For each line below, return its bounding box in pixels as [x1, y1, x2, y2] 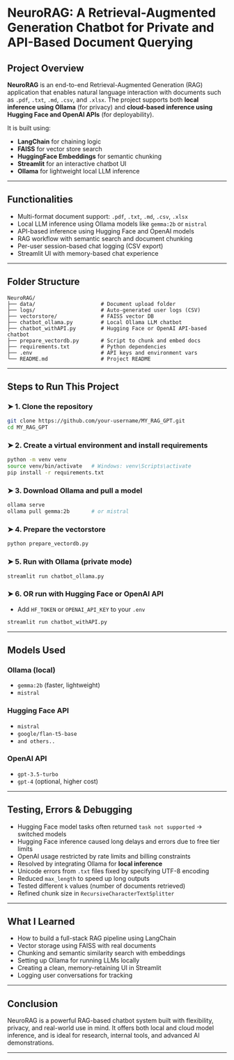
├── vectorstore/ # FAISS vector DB [7, 312, 155, 320]
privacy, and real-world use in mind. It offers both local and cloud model [7, 1024, 214, 1032]
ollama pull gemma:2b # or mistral [7, 508, 130, 515]
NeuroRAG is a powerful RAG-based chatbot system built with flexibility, [7, 1016, 214, 1025]
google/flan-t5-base [17, 730, 77, 737]
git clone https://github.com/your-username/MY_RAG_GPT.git [7, 417, 186, 424]
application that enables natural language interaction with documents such [7, 89, 221, 96]
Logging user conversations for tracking [17, 971, 133, 980]
